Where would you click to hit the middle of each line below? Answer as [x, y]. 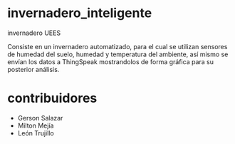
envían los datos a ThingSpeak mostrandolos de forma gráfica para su [110, 61]
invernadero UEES [34, 33]
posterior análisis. [33, 69]
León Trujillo [36, 133]
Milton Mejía [36, 125]
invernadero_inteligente [80, 13]
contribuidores [52, 98]
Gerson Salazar [40, 118]
